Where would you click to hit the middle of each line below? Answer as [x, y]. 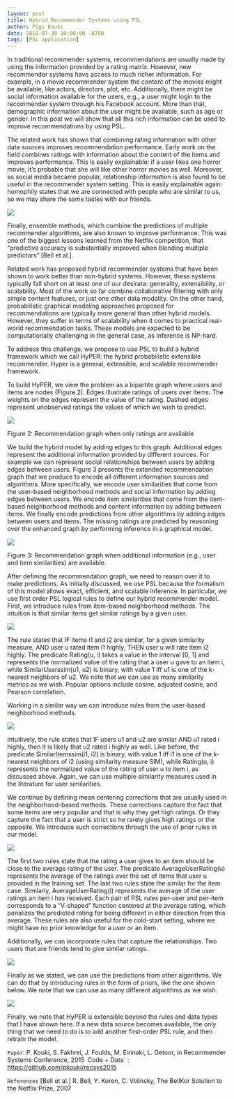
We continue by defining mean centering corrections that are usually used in [117, 798]
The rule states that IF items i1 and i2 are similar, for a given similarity [106, 640]
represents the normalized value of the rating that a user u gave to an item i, [116, 662]
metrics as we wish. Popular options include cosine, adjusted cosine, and [112, 685]
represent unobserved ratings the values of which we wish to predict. [107, 407]
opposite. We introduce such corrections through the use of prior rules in [112, 827]
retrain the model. [33, 1039]
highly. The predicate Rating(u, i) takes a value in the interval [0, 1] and [108, 655]
